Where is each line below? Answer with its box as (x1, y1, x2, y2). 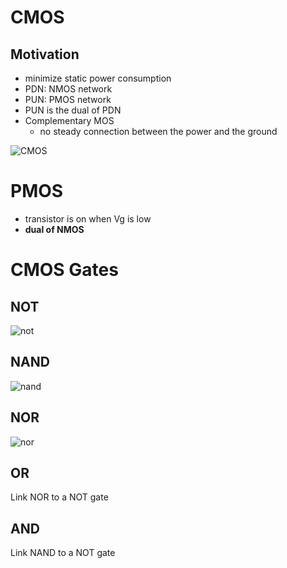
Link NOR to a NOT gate (10, 491, 109, 503)
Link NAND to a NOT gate (10, 547, 116, 559)
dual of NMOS (24, 223, 85, 235)
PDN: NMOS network (24, 83, 113, 95)
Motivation (10, 46, 80, 63)
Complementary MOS (24, 115, 115, 126)
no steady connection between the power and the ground (39, 126, 278, 137)
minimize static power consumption (24, 72, 172, 84)
